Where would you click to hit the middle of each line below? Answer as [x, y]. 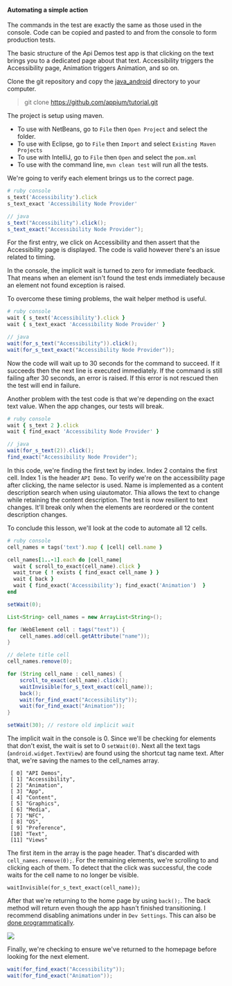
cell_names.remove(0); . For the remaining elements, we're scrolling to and [113, 860]
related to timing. [31, 257]
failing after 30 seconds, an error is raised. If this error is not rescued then [113, 377]
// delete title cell [38, 655]
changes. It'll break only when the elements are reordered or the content [111, 507]
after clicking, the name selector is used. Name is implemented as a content [115, 485]
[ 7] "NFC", [27, 816]
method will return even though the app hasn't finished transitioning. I [107, 908]
